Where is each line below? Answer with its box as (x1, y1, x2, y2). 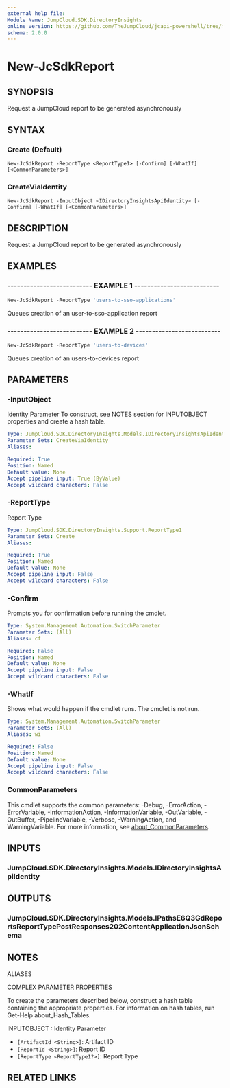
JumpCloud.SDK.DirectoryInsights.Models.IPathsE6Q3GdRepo (7, 914, 222, 923)
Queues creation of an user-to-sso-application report (7, 309, 157, 317)
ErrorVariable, (7, 808, 47, 816)
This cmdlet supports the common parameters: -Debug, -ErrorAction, (7, 800, 203, 809)
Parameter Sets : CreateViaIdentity (7, 437, 109, 444)
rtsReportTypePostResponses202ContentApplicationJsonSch (7, 922, 220, 931)
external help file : (7, 10, 66, 17)
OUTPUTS (7, 893, 51, 905)
